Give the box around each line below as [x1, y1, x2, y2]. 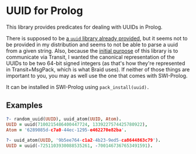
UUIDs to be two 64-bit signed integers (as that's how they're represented [6, 60, 185, 67]
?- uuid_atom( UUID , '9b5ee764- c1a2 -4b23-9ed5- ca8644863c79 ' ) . [6, 138, 161, 143]
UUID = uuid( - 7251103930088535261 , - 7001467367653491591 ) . [6, 143, 153, 149]
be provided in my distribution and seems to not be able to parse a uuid [6, 41, 178, 48]
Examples [6, 101, 43, 111]
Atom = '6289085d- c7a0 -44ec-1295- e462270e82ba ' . [6, 127, 127, 133]
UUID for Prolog [6, 4, 83, 18]
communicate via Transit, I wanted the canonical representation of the [6, 53, 175, 60]
